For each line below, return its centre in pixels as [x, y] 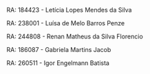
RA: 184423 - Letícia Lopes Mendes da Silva [69, 10]
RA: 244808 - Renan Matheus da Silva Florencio [75, 36]
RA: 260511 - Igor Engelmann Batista [58, 63]
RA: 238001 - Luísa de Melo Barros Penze [66, 23]
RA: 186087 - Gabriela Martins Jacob [59, 50]
